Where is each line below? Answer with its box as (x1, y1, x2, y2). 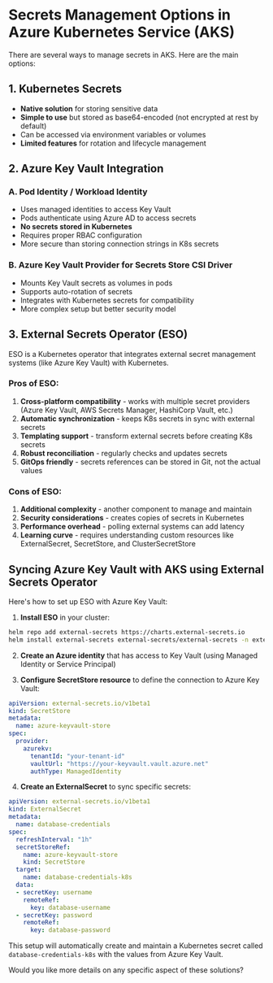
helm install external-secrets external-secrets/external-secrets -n (8, 636, 249, 644)
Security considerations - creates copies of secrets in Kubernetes (19, 513, 245, 523)
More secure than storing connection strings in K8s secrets (19, 239, 219, 249)
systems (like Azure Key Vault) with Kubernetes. (8, 358, 169, 368)
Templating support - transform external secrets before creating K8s (19, 431, 253, 441)
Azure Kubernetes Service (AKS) (8, 23, 236, 41)
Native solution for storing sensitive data (19, 103, 158, 113)
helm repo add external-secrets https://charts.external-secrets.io (8, 628, 245, 636)
